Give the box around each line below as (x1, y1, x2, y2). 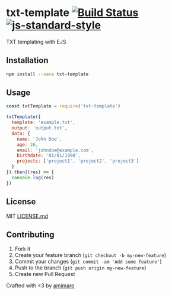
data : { (11, 131, 31, 137)
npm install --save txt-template (6, 71, 89, 77)
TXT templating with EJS (6, 38, 66, 45)
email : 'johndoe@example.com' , (17, 147, 94, 153)
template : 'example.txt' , (11, 119, 76, 126)
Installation (6, 55, 49, 65)
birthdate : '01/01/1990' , (17, 153, 81, 158)
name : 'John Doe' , (17, 136, 62, 142)
